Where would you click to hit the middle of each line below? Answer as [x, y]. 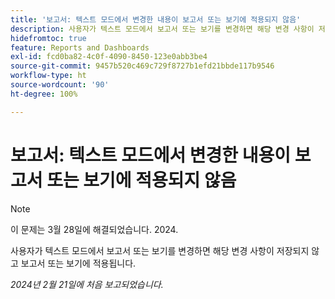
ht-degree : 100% [44, 94]
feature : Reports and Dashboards [80, 47]
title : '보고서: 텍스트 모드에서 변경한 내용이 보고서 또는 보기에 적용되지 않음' [156, 19]
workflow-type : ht [48, 76]
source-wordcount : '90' [60, 85]
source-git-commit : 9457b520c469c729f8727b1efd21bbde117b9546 [142, 66]
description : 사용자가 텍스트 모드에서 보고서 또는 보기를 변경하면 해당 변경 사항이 [162, 29]
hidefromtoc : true [48, 38]
